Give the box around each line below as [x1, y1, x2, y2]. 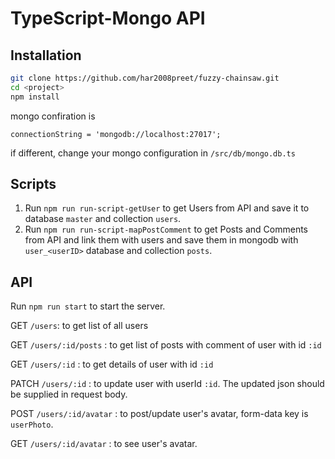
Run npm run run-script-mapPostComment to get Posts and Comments [24, 223, 309, 236]
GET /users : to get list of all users [10, 320, 149, 332]
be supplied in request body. [10, 388, 128, 401]
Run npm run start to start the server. [10, 300, 166, 312]
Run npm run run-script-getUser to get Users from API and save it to [24, 202, 310, 214]
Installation [10, 47, 82, 64]
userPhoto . [10, 418, 54, 431]
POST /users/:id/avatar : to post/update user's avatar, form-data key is [10, 408, 309, 420]
